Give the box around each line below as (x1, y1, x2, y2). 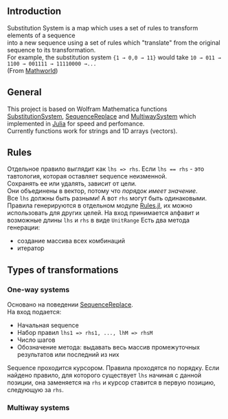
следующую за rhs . (7, 386, 64, 394)
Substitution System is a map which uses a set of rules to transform (7, 23, 198, 32)
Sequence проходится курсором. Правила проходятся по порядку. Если (7, 364, 220, 372)
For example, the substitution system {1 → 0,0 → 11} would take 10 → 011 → (7, 53, 222, 61)
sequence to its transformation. (7, 45, 96, 54)
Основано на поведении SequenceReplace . (7, 300, 134, 309)
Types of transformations (7, 264, 119, 276)
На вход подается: (7, 308, 62, 316)
